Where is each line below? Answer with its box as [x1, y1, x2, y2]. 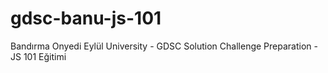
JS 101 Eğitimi [10, 50, 67, 62]
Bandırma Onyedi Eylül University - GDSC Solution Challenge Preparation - [10, 40, 318, 52]
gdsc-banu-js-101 [10, 7, 162, 30]
